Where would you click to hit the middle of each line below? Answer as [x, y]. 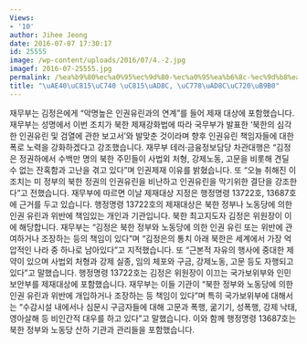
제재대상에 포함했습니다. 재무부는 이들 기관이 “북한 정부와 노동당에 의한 [167, 284]
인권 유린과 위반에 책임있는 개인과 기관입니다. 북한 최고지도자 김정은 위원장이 [146, 215]
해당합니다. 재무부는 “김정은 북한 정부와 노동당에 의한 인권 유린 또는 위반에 [151, 227]
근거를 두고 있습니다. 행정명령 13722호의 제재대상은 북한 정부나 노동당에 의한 [155, 204]
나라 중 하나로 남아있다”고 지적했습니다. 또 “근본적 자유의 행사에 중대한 [159, 250]
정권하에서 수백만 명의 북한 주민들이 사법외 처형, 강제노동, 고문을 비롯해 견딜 [154, 158]
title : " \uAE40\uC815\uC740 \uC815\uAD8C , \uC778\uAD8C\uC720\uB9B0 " [145, 86]
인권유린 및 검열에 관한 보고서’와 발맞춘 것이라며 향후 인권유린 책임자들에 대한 [156, 136]
